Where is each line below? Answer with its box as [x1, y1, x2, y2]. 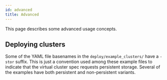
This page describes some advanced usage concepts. [5, 25, 117, 31]
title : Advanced [5, 12, 39, 17]
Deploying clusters [5, 40, 65, 48]
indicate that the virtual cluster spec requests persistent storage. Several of [5, 64, 160, 70]
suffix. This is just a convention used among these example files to [15, 58, 152, 65]
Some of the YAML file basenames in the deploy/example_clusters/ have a [5, 53, 159, 59]
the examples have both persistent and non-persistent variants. [5, 69, 136, 75]
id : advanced [5, 7, 32, 12]
